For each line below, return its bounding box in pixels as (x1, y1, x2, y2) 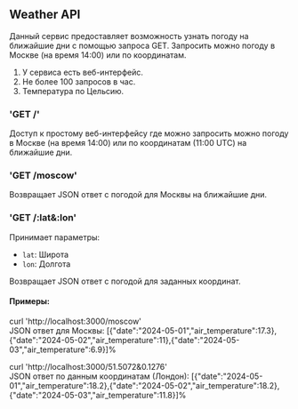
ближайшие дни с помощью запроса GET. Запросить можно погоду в (9, 40, 276, 51)
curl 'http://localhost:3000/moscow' (9, 316, 142, 326)
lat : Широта (21, 249, 69, 260)
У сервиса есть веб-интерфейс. (21, 67, 144, 77)
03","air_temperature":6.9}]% (9, 344, 117, 355)
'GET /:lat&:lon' (9, 212, 77, 224)
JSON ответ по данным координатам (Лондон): (9, 371, 189, 381)
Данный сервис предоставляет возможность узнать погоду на (9, 30, 249, 41)
